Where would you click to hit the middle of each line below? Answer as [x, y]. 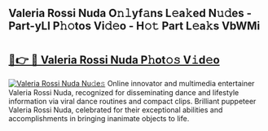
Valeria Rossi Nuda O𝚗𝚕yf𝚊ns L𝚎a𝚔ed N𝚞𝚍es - [130, 13]
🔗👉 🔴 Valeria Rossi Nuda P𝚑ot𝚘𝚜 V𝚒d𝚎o [114, 60]
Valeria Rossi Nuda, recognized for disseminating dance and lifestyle [124, 92]
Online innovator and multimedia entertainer [181, 83]
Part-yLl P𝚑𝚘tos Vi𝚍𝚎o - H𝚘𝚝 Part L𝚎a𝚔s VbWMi [134, 26]
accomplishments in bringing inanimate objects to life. [99, 118]
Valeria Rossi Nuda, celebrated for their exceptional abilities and [116, 110]
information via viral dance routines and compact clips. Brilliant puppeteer [132, 101]
